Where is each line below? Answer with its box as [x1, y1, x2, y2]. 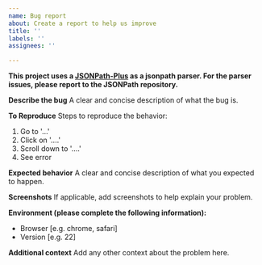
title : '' [8, 27, 42, 35]
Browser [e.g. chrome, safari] [19, 224, 119, 233]
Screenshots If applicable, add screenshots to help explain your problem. [8, 192, 253, 202]
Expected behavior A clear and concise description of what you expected [8, 168, 255, 178]
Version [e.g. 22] [19, 232, 77, 242]
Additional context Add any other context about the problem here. [8, 248, 230, 258]
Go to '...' [19, 127, 50, 137]
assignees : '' [8, 42, 56, 50]
